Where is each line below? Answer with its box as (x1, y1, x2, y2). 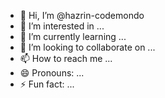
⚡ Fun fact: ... (19, 78, 75, 90)
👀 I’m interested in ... (19, 20, 105, 32)
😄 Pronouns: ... (19, 67, 85, 79)
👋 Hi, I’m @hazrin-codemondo (19, 10, 145, 21)
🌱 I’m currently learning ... (19, 31, 127, 42)
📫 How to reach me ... (19, 53, 113, 64)
